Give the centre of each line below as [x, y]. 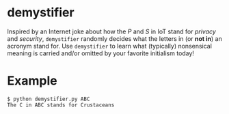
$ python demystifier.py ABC [49, 99]
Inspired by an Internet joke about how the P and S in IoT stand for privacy [112, 31]
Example [32, 81]
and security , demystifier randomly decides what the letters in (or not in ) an [114, 38]
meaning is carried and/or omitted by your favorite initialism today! [101, 53]
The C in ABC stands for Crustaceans [61, 105]
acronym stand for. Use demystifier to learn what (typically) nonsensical [109, 46]
